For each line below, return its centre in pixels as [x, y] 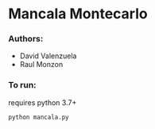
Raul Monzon [41, 64]
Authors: [26, 39]
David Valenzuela [48, 56]
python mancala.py [39, 117]
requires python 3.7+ [43, 102]
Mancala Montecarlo [78, 14]
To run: [23, 85]
